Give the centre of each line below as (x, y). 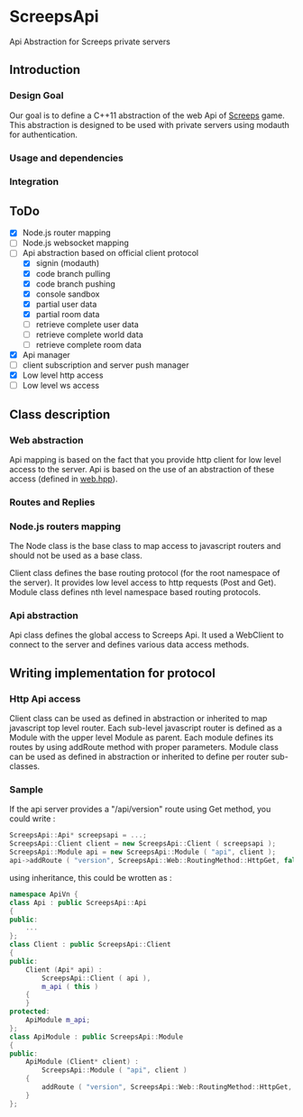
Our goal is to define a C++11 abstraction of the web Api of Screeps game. (147, 115)
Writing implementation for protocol (113, 673)
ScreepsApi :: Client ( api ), (96, 978)
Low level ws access (61, 386)
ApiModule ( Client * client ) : (83, 1062)
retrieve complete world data (89, 334)
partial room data (68, 314)
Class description (60, 414)
